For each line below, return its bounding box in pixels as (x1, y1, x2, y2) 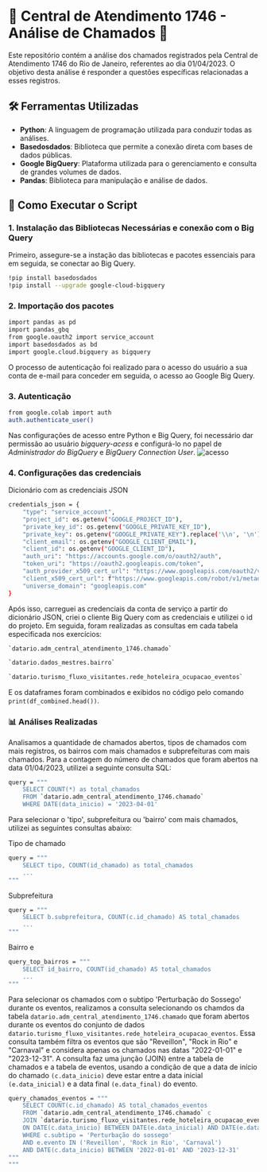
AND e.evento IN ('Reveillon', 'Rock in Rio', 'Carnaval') (22, 1139, 222, 1147)
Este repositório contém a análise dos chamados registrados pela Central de (8, 50, 258, 60)
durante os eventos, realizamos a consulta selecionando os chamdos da (8, 1003, 245, 1012)
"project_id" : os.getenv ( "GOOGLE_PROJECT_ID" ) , (22, 515, 183, 523)
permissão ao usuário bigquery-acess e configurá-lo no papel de (8, 439, 222, 448)
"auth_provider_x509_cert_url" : (22, 568, 130, 576)
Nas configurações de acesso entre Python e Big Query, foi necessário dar (8, 430, 253, 440)
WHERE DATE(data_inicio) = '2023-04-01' (22, 801, 158, 809)
